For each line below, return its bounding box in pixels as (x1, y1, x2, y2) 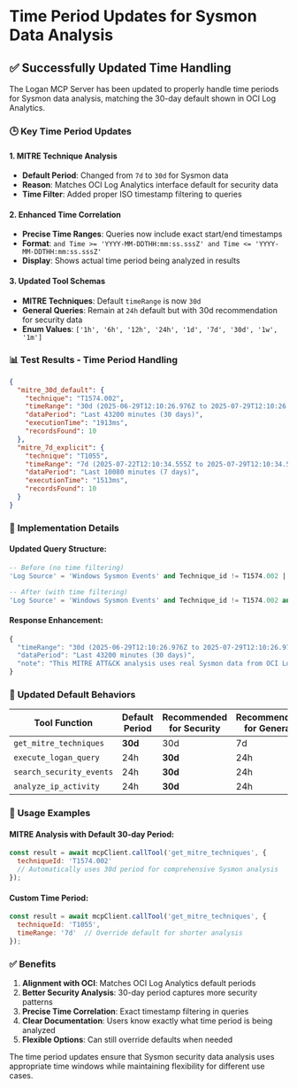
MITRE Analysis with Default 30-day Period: (9, 829, 175, 839)
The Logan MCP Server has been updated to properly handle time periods (9, 84, 279, 94)
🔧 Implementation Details (9, 521, 119, 534)
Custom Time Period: (9, 892, 89, 903)
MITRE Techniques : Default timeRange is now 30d (21, 295, 202, 306)
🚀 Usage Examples (9, 807, 91, 820)
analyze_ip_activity (13, 782, 100, 791)
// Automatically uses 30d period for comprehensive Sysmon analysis (17, 865, 278, 874)
